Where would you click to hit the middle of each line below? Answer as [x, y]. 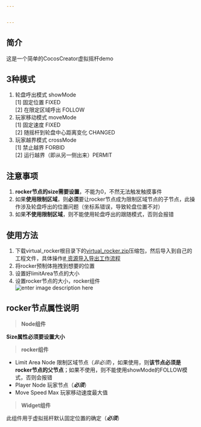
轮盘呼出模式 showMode [46, 95]
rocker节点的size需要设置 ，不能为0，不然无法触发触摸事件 [88, 192]
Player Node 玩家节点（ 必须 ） [52, 385]
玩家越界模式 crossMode [46, 140]
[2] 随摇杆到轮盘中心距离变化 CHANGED [65, 133]
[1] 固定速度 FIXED [38, 125]
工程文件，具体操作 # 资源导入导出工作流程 [68, 258]
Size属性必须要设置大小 [36, 337]
